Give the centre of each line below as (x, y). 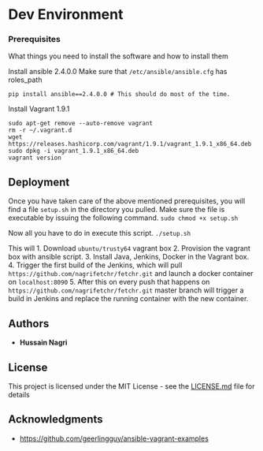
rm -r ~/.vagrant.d (40, 130)
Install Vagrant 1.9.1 (39, 109)
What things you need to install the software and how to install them (118, 56)
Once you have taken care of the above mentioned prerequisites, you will (127, 201)
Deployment (39, 182)
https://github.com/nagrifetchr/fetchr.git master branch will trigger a (126, 290)
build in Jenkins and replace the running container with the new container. (128, 299)
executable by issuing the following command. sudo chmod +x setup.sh (123, 218)
